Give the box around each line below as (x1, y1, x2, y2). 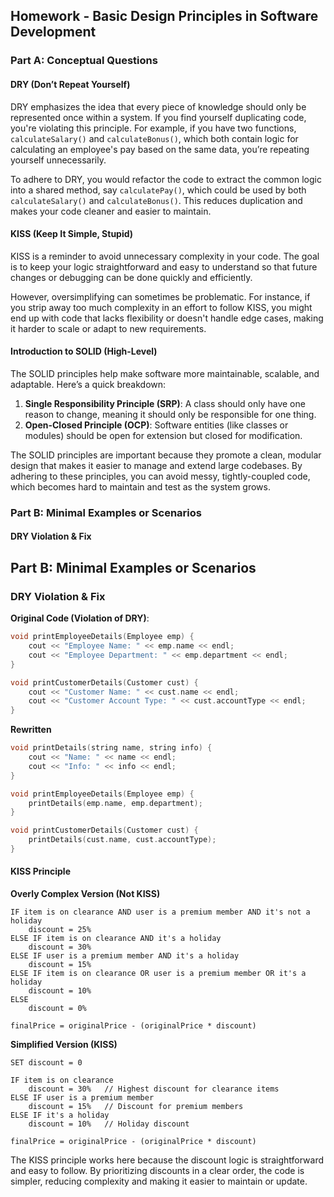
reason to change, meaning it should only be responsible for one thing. (24, 408, 317, 420)
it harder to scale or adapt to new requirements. (10, 322, 207, 334)
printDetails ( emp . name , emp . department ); (28, 798, 203, 808)
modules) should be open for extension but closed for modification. (24, 429, 303, 441)
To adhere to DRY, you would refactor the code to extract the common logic (10, 173, 322, 185)
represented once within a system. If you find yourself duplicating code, (10, 111, 307, 123)
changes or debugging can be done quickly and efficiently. (10, 271, 253, 283)
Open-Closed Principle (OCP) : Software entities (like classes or (24, 419, 289, 431)
